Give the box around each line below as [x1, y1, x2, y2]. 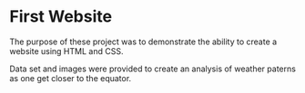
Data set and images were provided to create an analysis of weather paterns [9, 63, 296, 74]
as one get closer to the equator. [9, 72, 132, 83]
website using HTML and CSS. [9, 45, 124, 56]
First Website [9, 6, 112, 27]
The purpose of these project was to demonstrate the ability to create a [9, 36, 278, 47]
